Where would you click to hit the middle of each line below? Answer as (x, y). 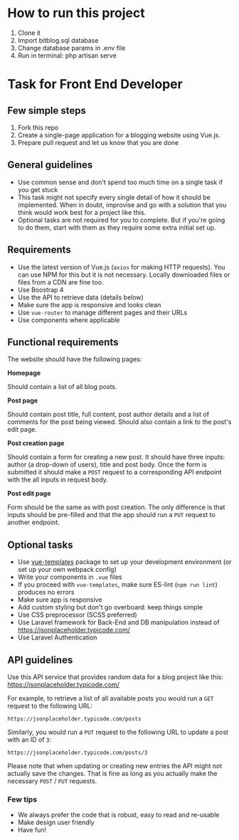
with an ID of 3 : (30, 740)
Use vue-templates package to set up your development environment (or (124, 562)
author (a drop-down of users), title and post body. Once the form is (107, 464)
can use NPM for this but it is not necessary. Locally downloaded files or (124, 275)
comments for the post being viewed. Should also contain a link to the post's (119, 422)
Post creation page (36, 443)
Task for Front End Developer (95, 84)
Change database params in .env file (71, 48)
